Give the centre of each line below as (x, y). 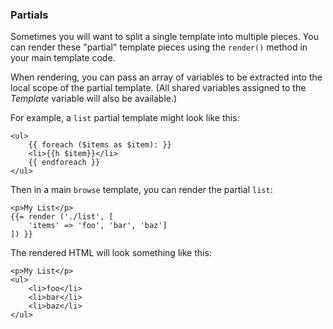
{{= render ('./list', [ (62, 217)
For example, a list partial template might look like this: (125, 118)
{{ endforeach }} (64, 163)
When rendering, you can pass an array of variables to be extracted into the (166, 77)
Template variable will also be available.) (94, 99)
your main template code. (63, 58)
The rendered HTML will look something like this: (111, 253)
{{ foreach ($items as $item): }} (100, 145)
